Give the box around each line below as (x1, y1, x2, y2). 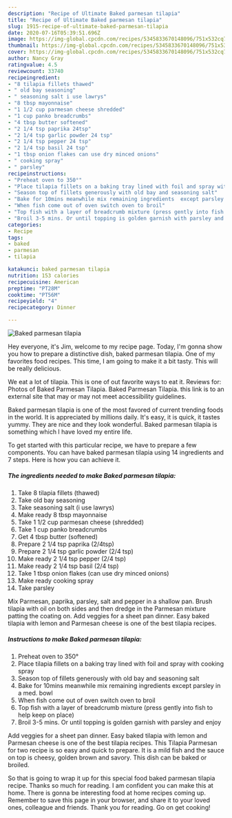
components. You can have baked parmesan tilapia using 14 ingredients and (8, 448, 224, 457)
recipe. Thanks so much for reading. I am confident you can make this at (8, 781, 214, 789)
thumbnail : (8, 42, 39, 49)
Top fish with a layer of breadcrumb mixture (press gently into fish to (17, 703, 213, 711)
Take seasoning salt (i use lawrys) (17, 503, 115, 512)
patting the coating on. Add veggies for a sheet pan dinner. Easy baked (8, 611, 209, 620)
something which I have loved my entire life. (8, 428, 133, 436)
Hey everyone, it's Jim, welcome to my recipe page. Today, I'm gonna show (8, 342, 222, 350)
